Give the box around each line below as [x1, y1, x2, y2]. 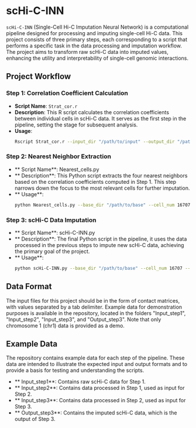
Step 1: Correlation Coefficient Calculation [6, 89, 129, 97]
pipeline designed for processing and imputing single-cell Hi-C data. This [6, 29, 183, 36]
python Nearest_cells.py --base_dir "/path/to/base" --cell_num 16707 [14, 202, 191, 208]
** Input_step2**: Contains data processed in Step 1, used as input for [14, 385, 185, 392]
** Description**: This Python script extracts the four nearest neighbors [14, 172, 188, 179]
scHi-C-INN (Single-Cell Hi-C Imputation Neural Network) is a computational [6, 23, 189, 30]
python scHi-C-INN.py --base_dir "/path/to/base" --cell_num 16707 [14, 265, 183, 271]
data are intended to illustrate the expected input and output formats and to [6, 361, 188, 368]
